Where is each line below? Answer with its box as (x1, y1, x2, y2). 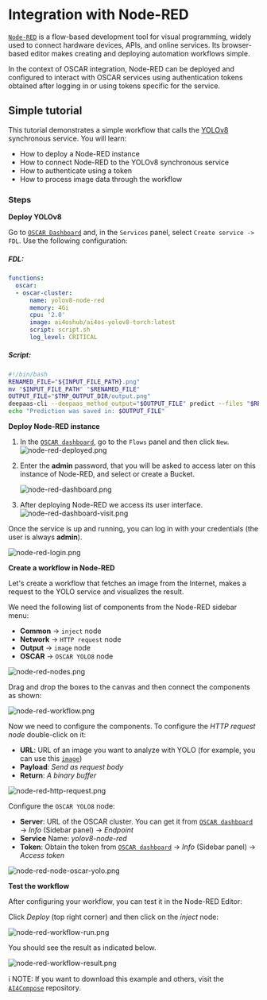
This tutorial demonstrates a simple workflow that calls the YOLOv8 (8, 125, 229, 134)
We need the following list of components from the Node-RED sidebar (8, 602, 237, 612)
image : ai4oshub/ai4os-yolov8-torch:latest (29, 319, 176, 326)
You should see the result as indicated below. (8, 943, 157, 952)
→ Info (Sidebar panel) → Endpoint (19, 825, 133, 835)
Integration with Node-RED (8, 6, 189, 24)
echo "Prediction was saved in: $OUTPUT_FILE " (8, 407, 165, 415)
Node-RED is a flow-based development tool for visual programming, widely (8, 32, 252, 41)
